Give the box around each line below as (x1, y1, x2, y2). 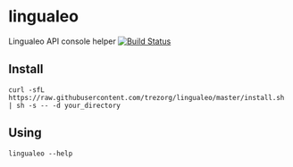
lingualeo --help (8, 149, 73, 158)
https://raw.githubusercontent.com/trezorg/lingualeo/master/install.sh (8, 93, 285, 102)
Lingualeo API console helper (8, 36, 117, 46)
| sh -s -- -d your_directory (8, 101, 121, 110)
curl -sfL (8, 85, 46, 95)
